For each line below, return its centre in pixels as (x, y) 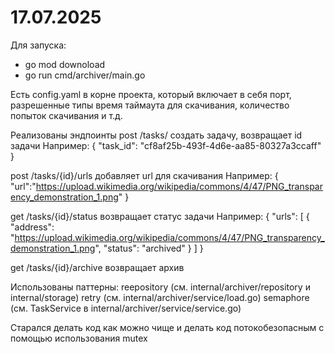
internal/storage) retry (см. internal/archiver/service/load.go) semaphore (160, 297)
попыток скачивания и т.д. (66, 115)
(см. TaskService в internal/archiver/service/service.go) (126, 308)
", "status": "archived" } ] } (149, 248)
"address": (32, 227)
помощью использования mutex (79, 338)
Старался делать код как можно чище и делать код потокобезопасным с (167, 327)
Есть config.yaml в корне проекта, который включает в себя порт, (151, 94)
